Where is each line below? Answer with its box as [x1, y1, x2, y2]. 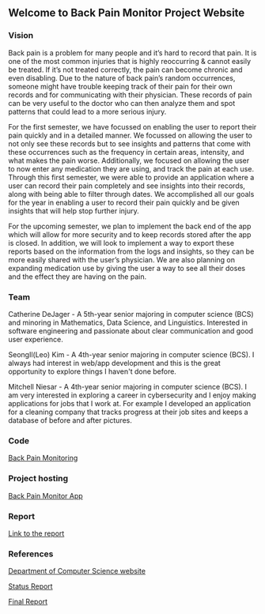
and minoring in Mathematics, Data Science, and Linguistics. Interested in [8, 318, 248, 327]
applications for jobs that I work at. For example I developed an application [8, 398, 252, 408]
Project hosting [8, 473, 69, 484]
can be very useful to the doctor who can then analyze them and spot [8, 98, 236, 107]
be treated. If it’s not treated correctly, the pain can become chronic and [8, 65, 243, 74]
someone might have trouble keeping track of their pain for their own [8, 81, 233, 91]
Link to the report [8, 529, 65, 538]
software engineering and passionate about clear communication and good [8, 326, 254, 335]
